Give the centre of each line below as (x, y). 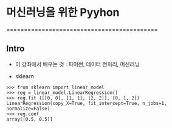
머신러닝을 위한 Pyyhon (63, 12)
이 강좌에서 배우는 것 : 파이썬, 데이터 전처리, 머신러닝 (77, 64)
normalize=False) (28, 109)
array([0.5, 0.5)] (29, 119)
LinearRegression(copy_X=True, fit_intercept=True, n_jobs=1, (87, 103)
